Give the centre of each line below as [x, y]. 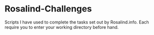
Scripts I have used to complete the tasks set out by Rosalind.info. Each [77, 22]
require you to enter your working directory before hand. [62, 27]
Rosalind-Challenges [48, 9]
